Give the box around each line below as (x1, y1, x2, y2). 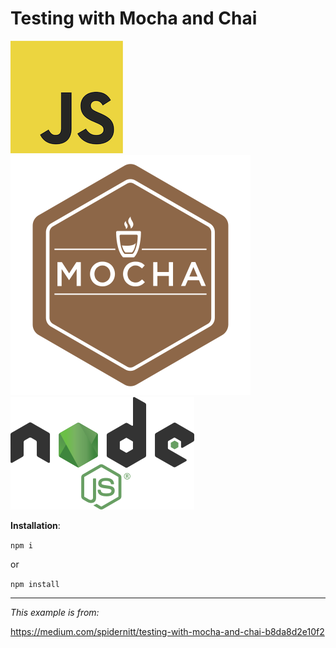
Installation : (10, 519, 61, 531)
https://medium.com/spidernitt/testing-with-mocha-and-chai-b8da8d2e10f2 (10, 625, 325, 637)
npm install (10, 579, 60, 589)
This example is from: (10, 606, 100, 618)
